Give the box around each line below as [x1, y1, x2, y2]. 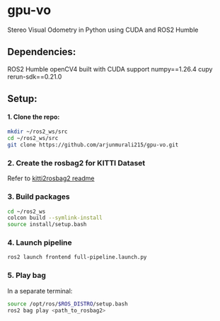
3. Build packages [7, 192, 70, 202]
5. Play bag [7, 271, 46, 281]
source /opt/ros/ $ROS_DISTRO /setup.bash [7, 300, 129, 308]
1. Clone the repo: [7, 112, 60, 121]
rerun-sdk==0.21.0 [7, 72, 62, 81]
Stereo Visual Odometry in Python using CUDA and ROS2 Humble [7, 25, 199, 34]
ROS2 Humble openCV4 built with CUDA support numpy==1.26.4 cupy [7, 64, 213, 73]
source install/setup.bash [7, 221, 87, 228]
